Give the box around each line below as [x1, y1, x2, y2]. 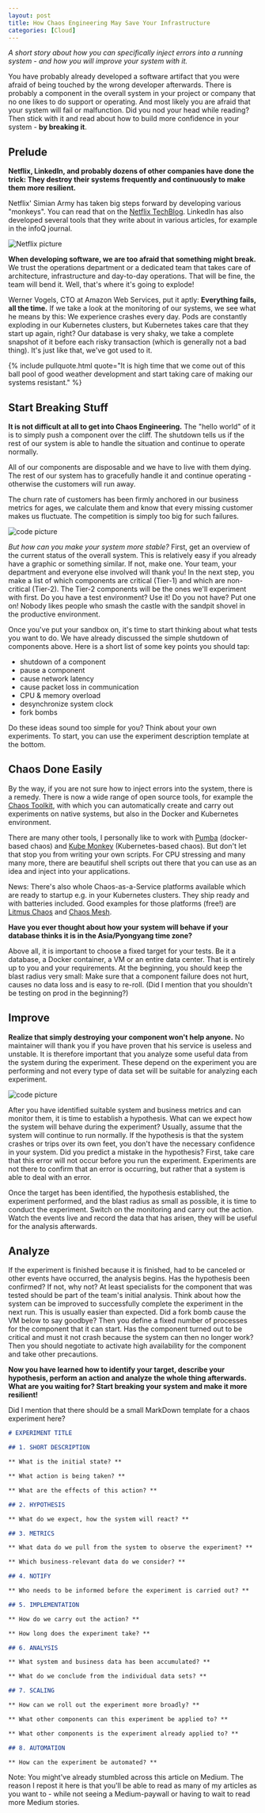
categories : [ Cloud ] [8, 26, 77, 34]
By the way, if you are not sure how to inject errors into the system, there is [8, 784, 253, 793]
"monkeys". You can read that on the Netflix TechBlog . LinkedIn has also [8, 207, 244, 216]
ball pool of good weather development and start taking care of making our [8, 369, 253, 379]
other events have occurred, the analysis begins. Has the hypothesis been [8, 1273, 251, 1284]
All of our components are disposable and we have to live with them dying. [8, 463, 252, 471]
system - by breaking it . [8, 122, 87, 132]
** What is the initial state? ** [8, 1458, 123, 1466]
